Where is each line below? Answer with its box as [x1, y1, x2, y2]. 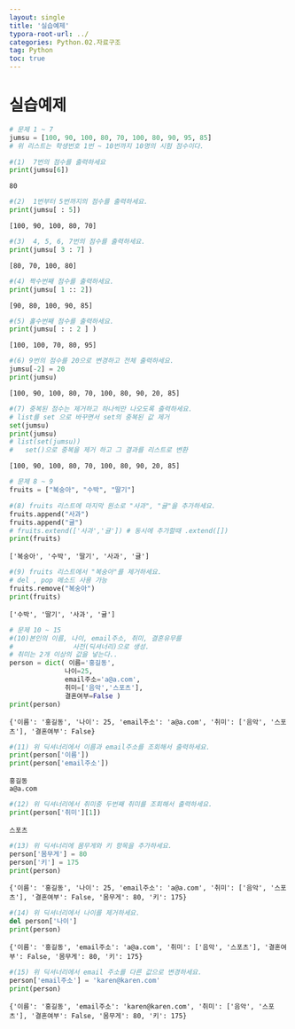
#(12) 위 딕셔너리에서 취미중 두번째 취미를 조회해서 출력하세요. [9, 800, 213, 809]
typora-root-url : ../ [9, 29, 89, 38]
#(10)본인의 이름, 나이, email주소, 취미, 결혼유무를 [9, 633, 182, 643]
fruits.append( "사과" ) [9, 509, 89, 519]
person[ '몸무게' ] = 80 [9, 849, 88, 859]
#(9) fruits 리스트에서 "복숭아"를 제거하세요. [9, 568, 162, 577]
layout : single [9, 12, 66, 22]
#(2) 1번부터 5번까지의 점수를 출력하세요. [9, 197, 148, 207]
